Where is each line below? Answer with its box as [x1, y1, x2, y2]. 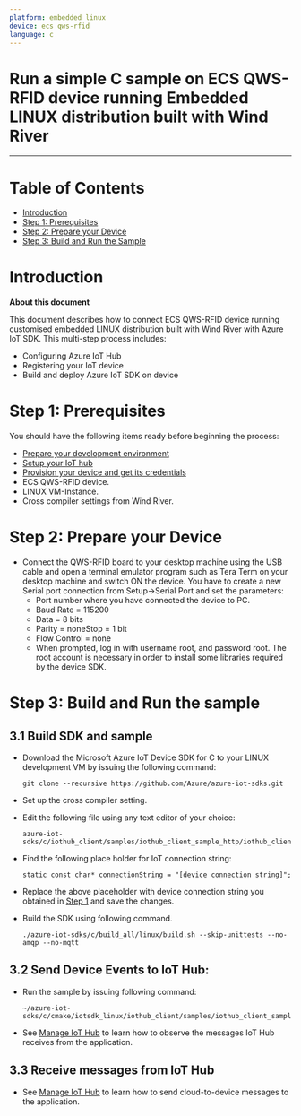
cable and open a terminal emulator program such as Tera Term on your [21, 567, 288, 577]
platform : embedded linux [9, 13, 106, 22]
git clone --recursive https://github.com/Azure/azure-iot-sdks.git [21, 779, 284, 789]
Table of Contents [9, 177, 145, 198]
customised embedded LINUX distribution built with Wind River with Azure [9, 324, 284, 334]
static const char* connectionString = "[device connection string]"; [21, 870, 292, 879]
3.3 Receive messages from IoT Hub [9, 1063, 215, 1078]
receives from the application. [21, 1036, 133, 1047]
